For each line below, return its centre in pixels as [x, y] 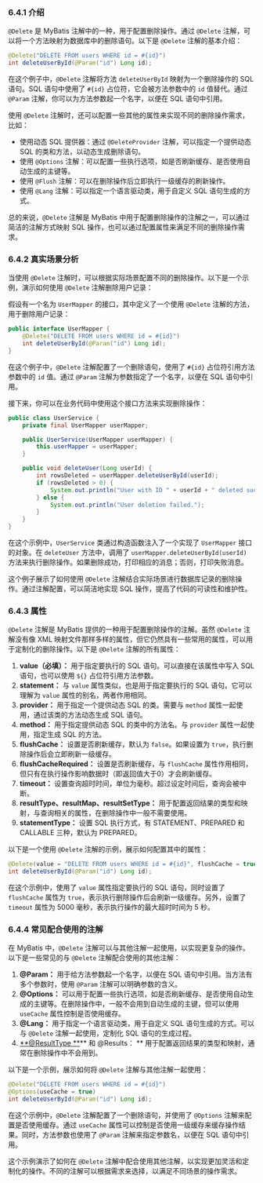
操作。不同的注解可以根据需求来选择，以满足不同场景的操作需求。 [135, 1171]
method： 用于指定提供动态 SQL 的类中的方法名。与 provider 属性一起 [133, 725]
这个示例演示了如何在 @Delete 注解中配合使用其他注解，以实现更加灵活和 [125, 1161]
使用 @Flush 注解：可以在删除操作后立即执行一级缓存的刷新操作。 [124, 181]
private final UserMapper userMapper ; [85, 425]
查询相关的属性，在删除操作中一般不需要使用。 [116, 813]
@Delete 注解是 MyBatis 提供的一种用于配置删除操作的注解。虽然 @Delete [125, 630]
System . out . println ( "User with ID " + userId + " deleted [146, 490]
